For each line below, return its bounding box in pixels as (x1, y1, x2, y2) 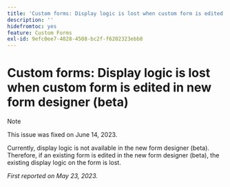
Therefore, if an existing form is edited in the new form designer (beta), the (7, 151, 220, 159)
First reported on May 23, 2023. (7, 172, 98, 180)
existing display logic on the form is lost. (7, 159, 122, 167)
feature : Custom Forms (7, 29, 72, 36)
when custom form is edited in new (7, 80, 212, 96)
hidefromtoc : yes (7, 23, 57, 30)
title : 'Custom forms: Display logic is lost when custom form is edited (7, 10, 224, 17)
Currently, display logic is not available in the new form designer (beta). (7, 144, 210, 152)
